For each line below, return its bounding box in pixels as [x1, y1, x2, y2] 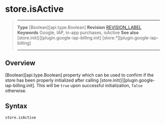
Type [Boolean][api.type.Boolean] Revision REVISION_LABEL [17, 24, 142, 30]
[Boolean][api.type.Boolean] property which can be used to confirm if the [5, 72, 154, 78]
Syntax [5, 102, 27, 110]
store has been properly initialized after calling [5, 77, 99, 83]
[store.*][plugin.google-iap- [102, 34, 159, 40]
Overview [5, 59, 36, 67]
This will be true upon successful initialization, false [36, 82, 143, 88]
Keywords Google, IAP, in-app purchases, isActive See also [17, 30, 139, 35]
